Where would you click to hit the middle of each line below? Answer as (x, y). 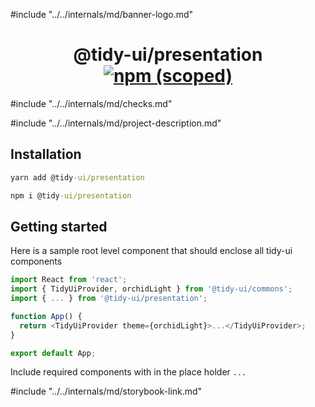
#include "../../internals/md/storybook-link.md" (106, 391)
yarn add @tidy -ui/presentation (77, 177)
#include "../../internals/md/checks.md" (91, 103)
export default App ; (53, 353)
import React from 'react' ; (69, 280)
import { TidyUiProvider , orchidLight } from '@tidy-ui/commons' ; (151, 289)
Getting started (59, 226)
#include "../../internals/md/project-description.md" (116, 123)
